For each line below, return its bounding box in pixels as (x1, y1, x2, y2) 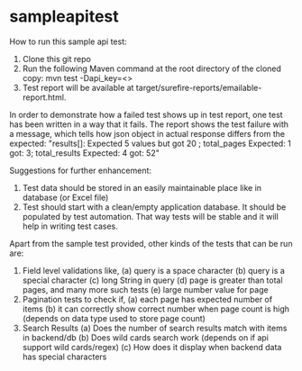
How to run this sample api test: (9, 36, 127, 47)
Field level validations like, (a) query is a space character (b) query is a (22, 265, 286, 276)
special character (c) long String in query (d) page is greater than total (22, 275, 283, 285)
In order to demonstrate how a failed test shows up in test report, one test (9, 109, 283, 120)
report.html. (22, 92, 67, 103)
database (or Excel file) (22, 192, 109, 203)
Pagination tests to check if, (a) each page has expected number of (22, 294, 273, 304)
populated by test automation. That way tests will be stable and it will (22, 211, 279, 222)
